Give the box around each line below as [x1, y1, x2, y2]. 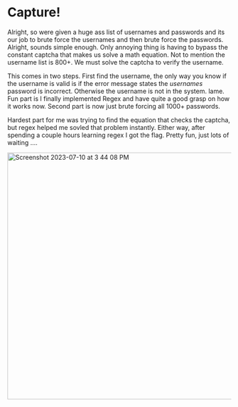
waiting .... [7, 138, 38, 146]
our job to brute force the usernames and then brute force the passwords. [7, 35, 224, 43]
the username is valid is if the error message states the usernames [7, 79, 203, 87]
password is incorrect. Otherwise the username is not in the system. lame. [7, 87, 225, 95]
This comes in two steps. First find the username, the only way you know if [7, 72, 227, 80]
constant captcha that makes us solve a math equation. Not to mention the [7, 50, 225, 59]
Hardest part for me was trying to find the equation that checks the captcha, [7, 115, 231, 124]
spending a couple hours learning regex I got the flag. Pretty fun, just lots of [7, 131, 229, 139]
